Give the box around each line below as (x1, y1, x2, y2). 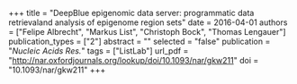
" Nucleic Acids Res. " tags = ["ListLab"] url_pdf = (8, 46, 189, 56)
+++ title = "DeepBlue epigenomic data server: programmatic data (8, 8, 255, 18)
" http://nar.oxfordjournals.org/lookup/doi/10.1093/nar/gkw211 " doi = (8, 55, 259, 65)
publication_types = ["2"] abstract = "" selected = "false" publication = (8, 36, 271, 46)
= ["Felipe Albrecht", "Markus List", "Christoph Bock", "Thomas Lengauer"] (8, 27, 286, 37)
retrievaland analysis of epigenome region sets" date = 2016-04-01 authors (8, 17, 288, 28)
